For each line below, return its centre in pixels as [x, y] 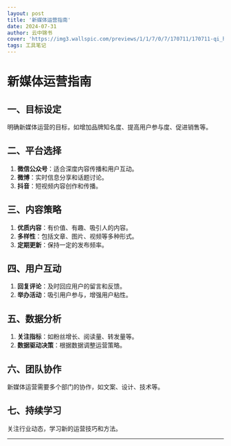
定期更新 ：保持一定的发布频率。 [62, 244]
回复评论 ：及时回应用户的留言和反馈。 [71, 286]
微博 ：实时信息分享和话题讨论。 [62, 177]
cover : [16, 39]
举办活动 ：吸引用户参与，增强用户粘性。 [74, 295]
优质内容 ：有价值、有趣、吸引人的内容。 [74, 227]
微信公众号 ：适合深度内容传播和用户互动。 [77, 169]
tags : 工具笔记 [27, 45]
